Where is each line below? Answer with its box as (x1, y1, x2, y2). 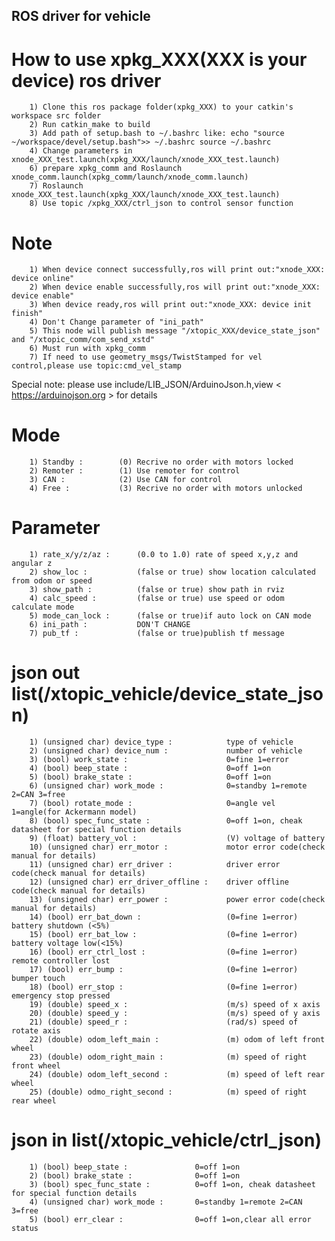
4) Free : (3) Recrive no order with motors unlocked (29, 484, 303, 494)
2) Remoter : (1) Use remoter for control (29, 466, 241, 476)
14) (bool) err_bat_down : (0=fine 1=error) (29, 912, 299, 923)
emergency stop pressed (11, 991, 111, 1001)
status (11, 1224, 39, 1234)
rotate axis (11, 1026, 61, 1036)
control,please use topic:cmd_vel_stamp (11, 361, 183, 371)
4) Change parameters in (29, 146, 133, 156)
